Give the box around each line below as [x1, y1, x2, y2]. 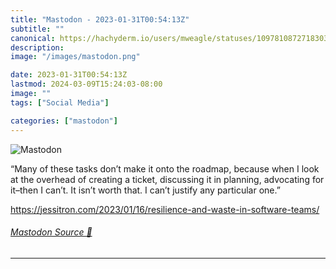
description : [10, 42, 65, 53]
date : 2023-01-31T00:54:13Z [10, 70, 128, 80]
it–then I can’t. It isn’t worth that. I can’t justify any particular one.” [10, 184, 281, 196]
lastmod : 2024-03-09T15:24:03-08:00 [10, 79, 163, 90]
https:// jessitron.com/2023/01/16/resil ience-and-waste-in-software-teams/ [10, 203, 320, 215]
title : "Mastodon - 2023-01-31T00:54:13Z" [10, 14, 190, 25]
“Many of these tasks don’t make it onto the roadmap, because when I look [10, 162, 320, 175]
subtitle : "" [10, 24, 65, 34]
